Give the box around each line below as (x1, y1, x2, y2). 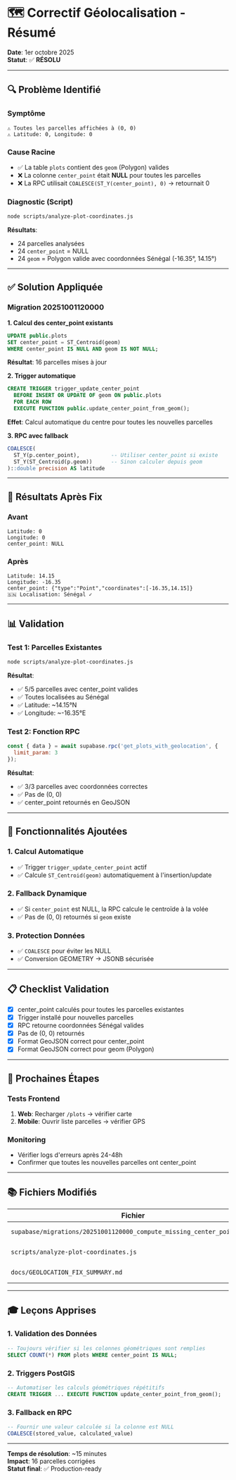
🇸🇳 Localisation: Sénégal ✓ (7, 591, 93, 599)
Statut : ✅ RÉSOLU (7, 55, 61, 63)
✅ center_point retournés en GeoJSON (17, 797, 131, 807)
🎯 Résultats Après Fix (7, 491, 103, 503)
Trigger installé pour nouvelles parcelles (17, 1013, 134, 1022)
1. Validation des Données (7, 1329, 97, 1339)
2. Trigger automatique (7, 372, 76, 380)
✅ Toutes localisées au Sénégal (17, 692, 110, 701)
